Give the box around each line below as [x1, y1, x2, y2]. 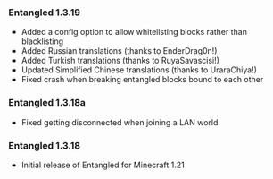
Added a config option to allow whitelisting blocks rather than [21, 27, 247, 38]
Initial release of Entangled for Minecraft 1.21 [21, 159, 185, 170]
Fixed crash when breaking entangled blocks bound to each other [21, 74, 264, 85]
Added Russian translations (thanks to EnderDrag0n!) [21, 46, 218, 56]
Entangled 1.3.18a [8, 97, 87, 109]
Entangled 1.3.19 [8, 6, 81, 19]
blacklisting [21, 36, 64, 47]
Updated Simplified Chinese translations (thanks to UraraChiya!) [21, 64, 258, 75]
